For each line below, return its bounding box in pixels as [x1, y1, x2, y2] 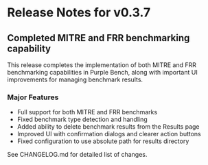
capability [7, 42, 51, 54]
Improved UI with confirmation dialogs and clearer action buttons [16, 130, 201, 138]
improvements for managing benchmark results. [7, 75, 143, 84]
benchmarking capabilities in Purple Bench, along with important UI [7, 68, 198, 76]
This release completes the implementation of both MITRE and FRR [7, 61, 197, 69]
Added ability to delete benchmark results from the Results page [16, 123, 200, 131]
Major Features [7, 92, 59, 102]
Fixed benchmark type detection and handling [16, 115, 148, 124]
